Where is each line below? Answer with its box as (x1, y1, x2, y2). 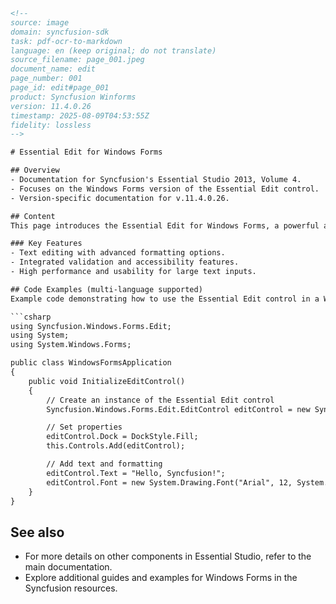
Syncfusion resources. (24, 582, 118, 594)
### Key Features (10, 239, 83, 249)
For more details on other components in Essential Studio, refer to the (24, 550, 312, 563)
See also (10, 524, 65, 541)
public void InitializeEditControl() (28, 376, 186, 386)
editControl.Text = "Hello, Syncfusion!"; (46, 468, 226, 478)
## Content (10, 211, 56, 221)
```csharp (10, 312, 52, 322)
